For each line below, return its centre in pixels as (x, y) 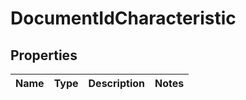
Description (116, 83)
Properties (44, 55)
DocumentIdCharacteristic (123, 18)
